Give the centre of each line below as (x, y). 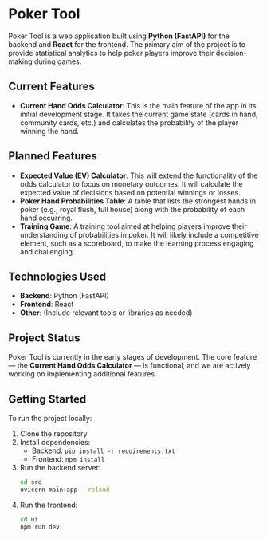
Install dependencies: (55, 442)
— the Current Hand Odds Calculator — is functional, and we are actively (130, 366)
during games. (58, 61)
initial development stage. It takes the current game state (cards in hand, (139, 114)
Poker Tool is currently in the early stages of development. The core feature (133, 357)
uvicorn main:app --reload (65, 490)
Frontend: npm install (68, 459)
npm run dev (39, 527)
